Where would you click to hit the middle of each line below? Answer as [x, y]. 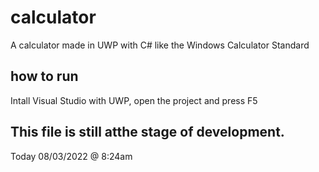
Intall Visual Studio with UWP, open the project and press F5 [134, 100]
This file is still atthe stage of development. [147, 132]
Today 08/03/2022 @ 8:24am [71, 156]
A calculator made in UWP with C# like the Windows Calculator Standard [160, 45]
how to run [44, 76]
